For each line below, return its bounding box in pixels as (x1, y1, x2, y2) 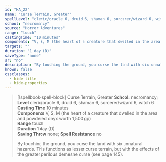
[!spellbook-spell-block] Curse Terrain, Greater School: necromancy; (17, 94, 158, 100)
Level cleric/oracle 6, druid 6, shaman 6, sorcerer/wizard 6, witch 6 (17, 99, 154, 105)
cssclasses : (5, 72, 30, 77)
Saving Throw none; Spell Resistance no (17, 131, 102, 137)
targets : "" (5, 44, 30, 49)
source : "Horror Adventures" (5, 26, 65, 31)
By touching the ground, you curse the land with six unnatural (17, 140, 143, 146)
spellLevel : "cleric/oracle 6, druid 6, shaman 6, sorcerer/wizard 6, (5, 16, 154, 21)
